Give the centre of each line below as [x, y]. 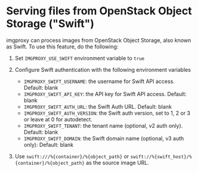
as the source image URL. [117, 162]
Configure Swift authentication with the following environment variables [103, 69]
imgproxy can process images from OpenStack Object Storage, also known [99, 40]
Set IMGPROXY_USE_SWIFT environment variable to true [80, 58]
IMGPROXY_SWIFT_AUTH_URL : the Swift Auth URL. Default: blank [98, 106]
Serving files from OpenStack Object [99, 11]
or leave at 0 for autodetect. [58, 119]
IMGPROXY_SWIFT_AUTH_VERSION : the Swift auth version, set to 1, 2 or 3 [107, 113]
